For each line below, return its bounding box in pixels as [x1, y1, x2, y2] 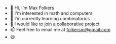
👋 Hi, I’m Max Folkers [10, 5, 54, 11]
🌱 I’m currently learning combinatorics [10, 16, 90, 21]
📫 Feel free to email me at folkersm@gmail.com [10, 27, 110, 32]
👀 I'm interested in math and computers [10, 10, 93, 16]
